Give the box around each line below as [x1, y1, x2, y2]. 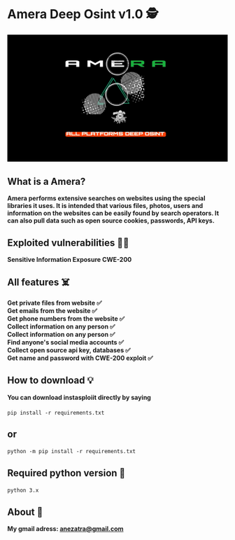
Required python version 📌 [7, 467, 126, 479]
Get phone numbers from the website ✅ [7, 314, 125, 323]
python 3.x [7, 487, 39, 494]
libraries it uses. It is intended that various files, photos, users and [7, 202, 204, 210]
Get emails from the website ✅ [7, 306, 98, 314]
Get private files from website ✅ [7, 298, 103, 307]
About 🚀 [7, 506, 43, 518]
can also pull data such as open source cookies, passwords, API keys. [7, 216, 215, 225]
